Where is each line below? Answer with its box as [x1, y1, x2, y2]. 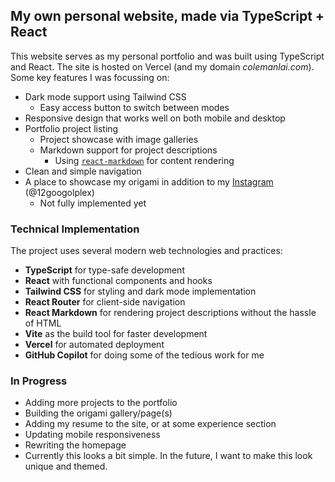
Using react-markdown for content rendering [54, 154, 235, 166]
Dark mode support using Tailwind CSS [24, 90, 187, 103]
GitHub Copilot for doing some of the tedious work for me [24, 349, 265, 361]
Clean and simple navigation [24, 165, 142, 177]
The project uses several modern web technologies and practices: [10, 245, 283, 257]
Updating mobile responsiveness [24, 429, 161, 441]
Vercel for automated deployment [24, 339, 165, 351]
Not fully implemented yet [39, 197, 147, 209]
